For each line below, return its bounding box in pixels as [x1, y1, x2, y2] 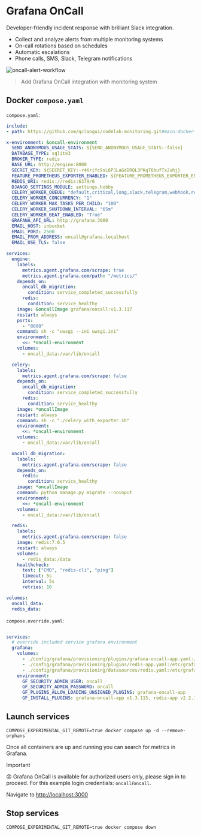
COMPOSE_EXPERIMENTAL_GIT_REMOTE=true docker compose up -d [6, 727, 160, 733]
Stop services [6, 808, 59, 819]
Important [6, 761, 31, 768]
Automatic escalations [14, 48, 70, 55]
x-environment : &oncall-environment [6, 139, 98, 145]
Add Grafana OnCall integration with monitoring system [20, 78, 157, 85]
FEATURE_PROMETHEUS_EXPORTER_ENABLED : [11, 173, 109, 179]
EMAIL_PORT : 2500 [11, 228, 55, 234]
